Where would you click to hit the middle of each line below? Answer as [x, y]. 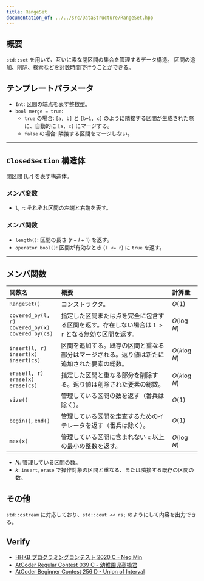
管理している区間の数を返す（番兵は [113, 396]
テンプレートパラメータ [50, 88]
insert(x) [23, 355]
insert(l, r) [28, 348]
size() [19, 400]
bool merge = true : [39, 111]
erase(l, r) [27, 373]
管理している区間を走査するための [110, 416]
